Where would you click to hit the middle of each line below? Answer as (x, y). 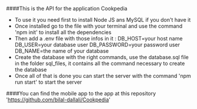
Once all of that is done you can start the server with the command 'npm (103, 76)
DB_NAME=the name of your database (62, 51)
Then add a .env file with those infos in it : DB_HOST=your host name (98, 38)
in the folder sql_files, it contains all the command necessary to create (100, 63)
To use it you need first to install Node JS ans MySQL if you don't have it (103, 20)
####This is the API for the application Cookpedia (67, 8)
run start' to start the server (48, 82)
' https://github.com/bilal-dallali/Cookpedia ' (58, 100)
